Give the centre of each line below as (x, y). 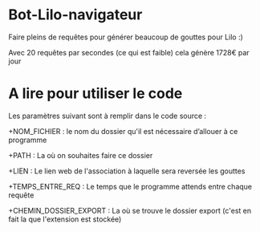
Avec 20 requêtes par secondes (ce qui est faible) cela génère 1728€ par (129, 52)
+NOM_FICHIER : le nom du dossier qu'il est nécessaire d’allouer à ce (123, 131)
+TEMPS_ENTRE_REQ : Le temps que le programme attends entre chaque (130, 186)
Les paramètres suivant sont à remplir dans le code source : (108, 116)
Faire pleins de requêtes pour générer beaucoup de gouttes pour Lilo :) (126, 37)
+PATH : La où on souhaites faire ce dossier (81, 155)
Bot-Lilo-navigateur (75, 15)
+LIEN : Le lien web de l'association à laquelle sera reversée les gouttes (127, 171)
